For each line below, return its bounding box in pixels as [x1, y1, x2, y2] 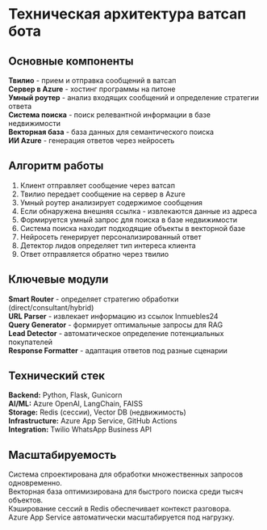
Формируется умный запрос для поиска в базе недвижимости [19, 215, 238, 225]
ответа [8, 102, 32, 111]
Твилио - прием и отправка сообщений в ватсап [8, 76, 177, 85]
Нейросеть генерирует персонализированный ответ [19, 232, 202, 242]
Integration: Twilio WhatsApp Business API [8, 425, 152, 435]
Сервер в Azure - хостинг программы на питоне [8, 84, 176, 94]
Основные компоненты [8, 54, 134, 68]
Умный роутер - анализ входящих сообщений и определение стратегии [8, 93, 260, 102]
